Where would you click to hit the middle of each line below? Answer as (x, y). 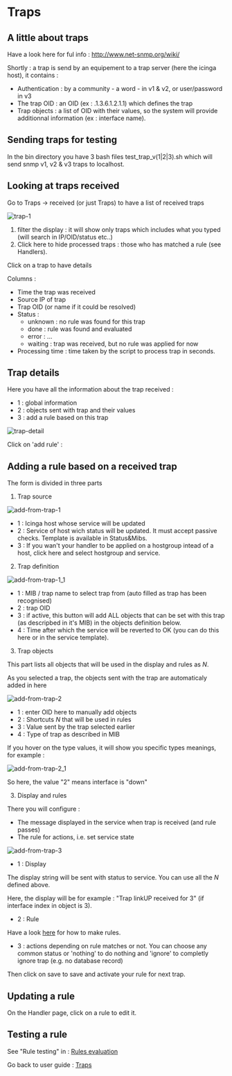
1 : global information (47, 403)
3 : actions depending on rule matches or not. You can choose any (112, 946)
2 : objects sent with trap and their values (76, 410)
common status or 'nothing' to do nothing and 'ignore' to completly (113, 953)
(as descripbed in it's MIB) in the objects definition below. (99, 623)
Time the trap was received (56, 292)
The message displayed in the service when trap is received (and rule (117, 823)
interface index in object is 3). (50, 906)
